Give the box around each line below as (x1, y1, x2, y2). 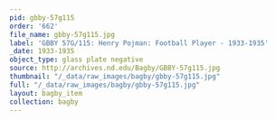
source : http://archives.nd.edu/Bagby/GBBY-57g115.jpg (9, 64, 221, 73)
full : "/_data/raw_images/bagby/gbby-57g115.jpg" (9, 80, 201, 89)
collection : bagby (9, 97, 79, 106)
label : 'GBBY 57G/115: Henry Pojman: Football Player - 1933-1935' (9, 38, 270, 48)
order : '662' (9, 22, 59, 31)
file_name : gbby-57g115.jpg (9, 30, 116, 39)
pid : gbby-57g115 (9, 13, 75, 23)
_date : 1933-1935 (9, 47, 75, 56)
